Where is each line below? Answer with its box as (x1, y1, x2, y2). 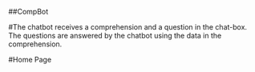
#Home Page (8, 55, 52, 64)
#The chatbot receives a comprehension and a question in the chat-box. (8, 22, 247, 31)
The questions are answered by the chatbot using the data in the (8, 31, 222, 40)
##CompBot (8, 7, 49, 16)
